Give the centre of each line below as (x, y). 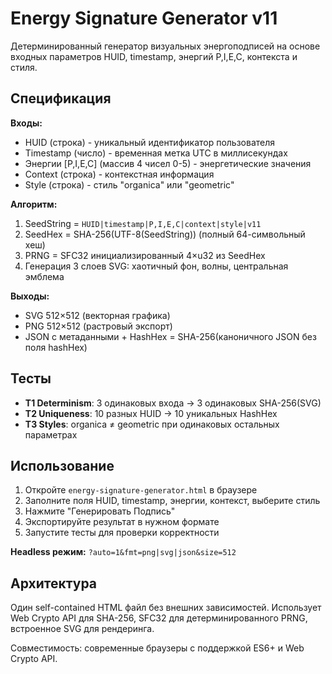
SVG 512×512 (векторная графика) (97, 315)
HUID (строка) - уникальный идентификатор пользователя (150, 142)
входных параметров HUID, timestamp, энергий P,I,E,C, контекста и (154, 56)
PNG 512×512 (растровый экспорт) (98, 326)
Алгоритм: (34, 204)
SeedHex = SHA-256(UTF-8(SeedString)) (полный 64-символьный (165, 234)
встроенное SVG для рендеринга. (82, 629)
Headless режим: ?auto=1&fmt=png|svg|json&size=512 (123, 552)
